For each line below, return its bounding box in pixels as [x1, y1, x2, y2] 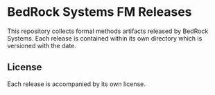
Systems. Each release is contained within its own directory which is [7, 34, 203, 42]
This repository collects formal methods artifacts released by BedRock [7, 27, 209, 35]
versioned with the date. [7, 41, 76, 50]
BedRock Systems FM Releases [7, 4, 192, 20]
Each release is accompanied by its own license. [7, 80, 146, 88]
